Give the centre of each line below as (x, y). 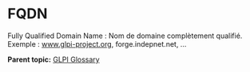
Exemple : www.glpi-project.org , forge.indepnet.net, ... (97, 44)
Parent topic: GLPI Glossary (54, 59)
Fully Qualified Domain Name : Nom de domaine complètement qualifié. (125, 36)
